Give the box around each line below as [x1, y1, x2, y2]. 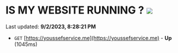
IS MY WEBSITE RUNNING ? [5, 4, 145, 17]
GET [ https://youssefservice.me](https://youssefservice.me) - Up [14, 34, 172, 41]
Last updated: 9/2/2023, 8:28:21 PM [5, 23, 96, 30]
